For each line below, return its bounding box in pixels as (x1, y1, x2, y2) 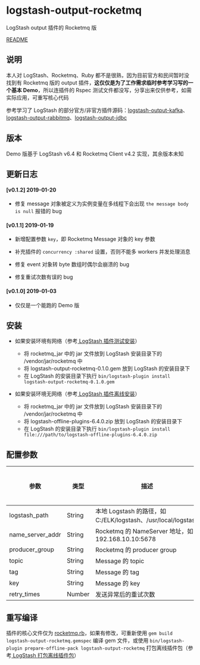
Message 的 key (95, 579, 140, 588)
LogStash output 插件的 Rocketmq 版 (6, 24, 97, 31)
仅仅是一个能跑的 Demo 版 (14, 301, 80, 308)
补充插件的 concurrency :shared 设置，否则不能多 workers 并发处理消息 (14, 248, 190, 255)
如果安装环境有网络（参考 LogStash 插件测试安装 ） (14, 338, 140, 345)
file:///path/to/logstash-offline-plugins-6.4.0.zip (23, 432, 158, 438)
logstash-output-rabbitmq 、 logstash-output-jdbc (6, 114, 127, 121)
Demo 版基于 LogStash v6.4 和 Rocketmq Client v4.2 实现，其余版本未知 (6, 150, 184, 157)
